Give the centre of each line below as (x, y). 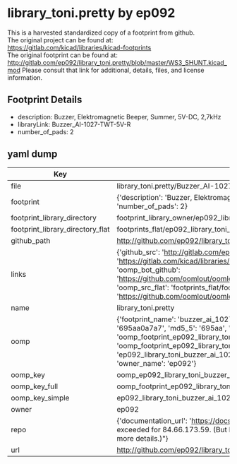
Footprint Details (45, 100)
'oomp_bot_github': (148, 270)
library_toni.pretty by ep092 (91, 13)
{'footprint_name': (146, 319)
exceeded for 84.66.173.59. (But (171, 429)
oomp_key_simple (40, 398)
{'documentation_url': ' (154, 420)
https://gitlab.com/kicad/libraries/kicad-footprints (79, 47)
